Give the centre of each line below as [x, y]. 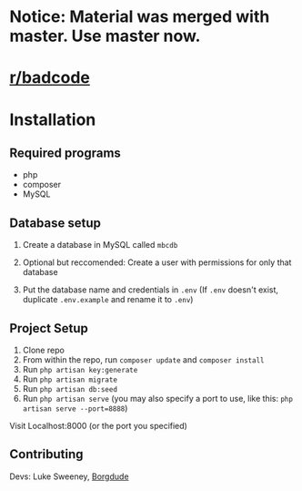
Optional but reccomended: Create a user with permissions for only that [157, 262]
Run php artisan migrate [70, 379]
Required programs [65, 153]
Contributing [46, 454]
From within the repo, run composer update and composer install [143, 360]
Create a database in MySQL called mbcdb [100, 245]
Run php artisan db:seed [70, 389]
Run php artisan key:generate [80, 369]
